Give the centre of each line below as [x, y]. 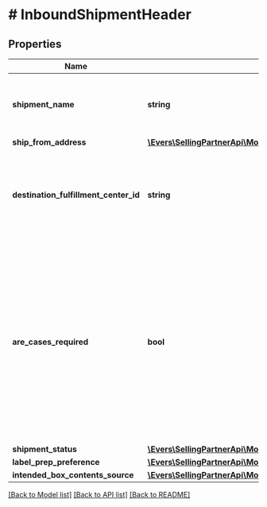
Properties [35, 44]
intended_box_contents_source [73, 475]
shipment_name [43, 104]
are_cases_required [50, 342]
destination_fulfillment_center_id [76, 195]
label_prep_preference [56, 462]
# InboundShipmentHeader [100, 15]
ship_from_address [49, 142]
